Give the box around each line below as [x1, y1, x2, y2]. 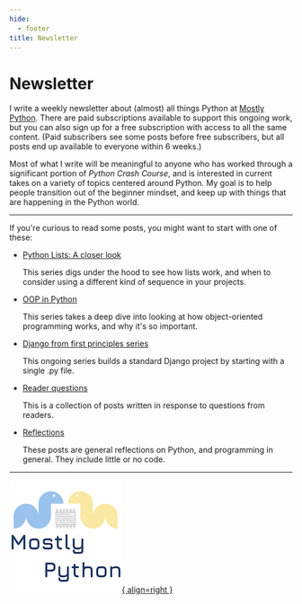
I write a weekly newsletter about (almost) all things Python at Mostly [9, 103, 265, 114]
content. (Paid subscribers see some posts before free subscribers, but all [9, 131, 285, 143]
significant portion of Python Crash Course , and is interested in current [9, 168, 272, 179]
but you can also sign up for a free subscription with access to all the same [9, 122, 288, 133]
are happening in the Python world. [9, 197, 140, 208]
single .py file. [22, 365, 75, 377]
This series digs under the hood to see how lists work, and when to [22, 267, 271, 278]
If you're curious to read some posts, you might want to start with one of [9, 223, 278, 234]
